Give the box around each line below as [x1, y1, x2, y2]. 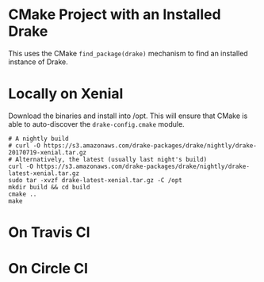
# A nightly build [8, 135, 69, 143]
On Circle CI [8, 260, 89, 278]
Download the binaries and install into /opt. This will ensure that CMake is [8, 111, 248, 120]
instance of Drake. [8, 57, 69, 67]
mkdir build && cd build [8, 183, 90, 191]
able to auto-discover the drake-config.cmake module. [8, 119, 185, 128]
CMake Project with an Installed [8, 6, 221, 24]
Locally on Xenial [8, 85, 124, 103]
